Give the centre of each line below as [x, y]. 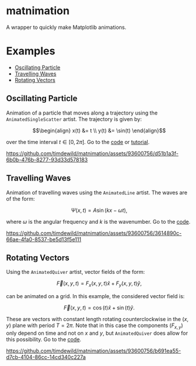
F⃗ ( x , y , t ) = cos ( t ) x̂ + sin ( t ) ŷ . [99, 308]
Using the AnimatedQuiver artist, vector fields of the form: [76, 272]
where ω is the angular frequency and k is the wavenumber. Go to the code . [98, 221]
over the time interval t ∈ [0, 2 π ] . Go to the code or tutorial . [78, 142]
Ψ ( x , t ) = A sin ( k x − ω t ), [99, 210]
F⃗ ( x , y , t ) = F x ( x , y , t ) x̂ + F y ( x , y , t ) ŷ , [99, 284]
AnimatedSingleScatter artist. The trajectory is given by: [74, 119]
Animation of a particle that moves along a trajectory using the [82, 113]
